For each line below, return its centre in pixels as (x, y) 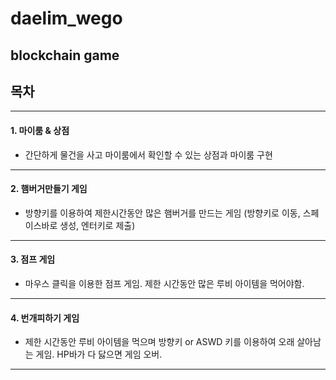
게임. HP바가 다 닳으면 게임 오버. (99, 354)
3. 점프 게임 (33, 259)
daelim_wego (66, 18)
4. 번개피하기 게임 (45, 318)
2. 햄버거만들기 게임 (49, 189)
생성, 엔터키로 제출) (97, 225)
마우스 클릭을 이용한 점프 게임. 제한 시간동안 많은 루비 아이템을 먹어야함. (164, 283)
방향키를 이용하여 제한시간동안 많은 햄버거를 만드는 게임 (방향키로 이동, (162, 213)
